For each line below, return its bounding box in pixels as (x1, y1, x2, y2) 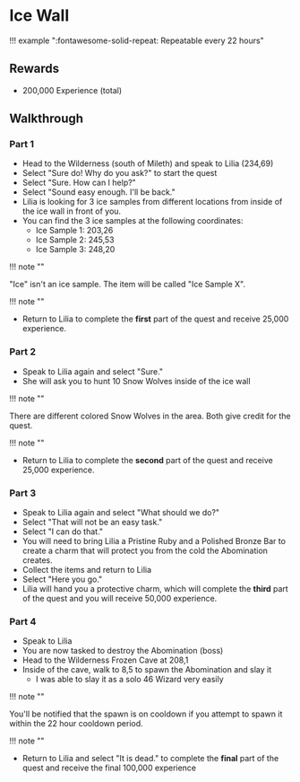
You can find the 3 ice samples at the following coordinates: (21, 215, 244, 226)
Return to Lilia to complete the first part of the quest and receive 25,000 (21, 313, 289, 324)
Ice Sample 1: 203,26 (35, 225, 114, 236)
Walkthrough (9, 111, 83, 127)
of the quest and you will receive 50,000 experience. (21, 593, 218, 604)
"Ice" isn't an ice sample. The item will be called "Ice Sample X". (9, 279, 246, 290)
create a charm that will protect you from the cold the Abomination (21, 545, 269, 557)
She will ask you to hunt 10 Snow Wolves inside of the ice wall (21, 375, 251, 386)
